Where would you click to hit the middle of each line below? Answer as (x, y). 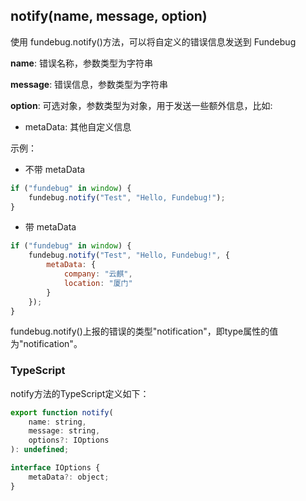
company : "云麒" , (98, 274)
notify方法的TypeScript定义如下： (80, 393)
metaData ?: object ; (69, 477)
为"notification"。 (46, 344)
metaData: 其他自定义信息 (78, 126)
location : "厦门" (98, 283)
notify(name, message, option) (109, 16)
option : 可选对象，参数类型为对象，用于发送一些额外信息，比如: (141, 105)
